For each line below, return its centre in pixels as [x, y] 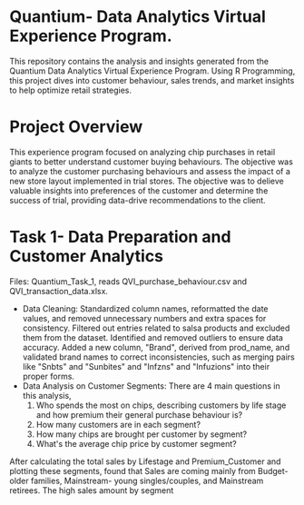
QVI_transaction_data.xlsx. [59, 291]
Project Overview [76, 127]
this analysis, [47, 395]
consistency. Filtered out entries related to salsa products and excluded [156, 328]
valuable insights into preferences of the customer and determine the [139, 190]
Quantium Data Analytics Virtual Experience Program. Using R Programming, [152, 71]
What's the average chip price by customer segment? [137, 443]
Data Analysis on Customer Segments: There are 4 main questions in [151, 386]
